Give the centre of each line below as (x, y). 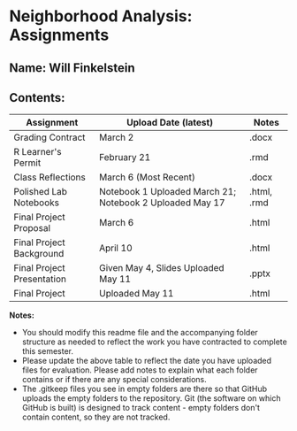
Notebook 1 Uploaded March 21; (168, 192)
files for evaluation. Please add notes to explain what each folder (140, 370)
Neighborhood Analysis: (101, 16)
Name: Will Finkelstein (72, 68)
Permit (27, 163)
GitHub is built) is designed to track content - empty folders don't (141, 408)
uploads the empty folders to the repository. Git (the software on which (151, 398)
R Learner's (38, 152)
